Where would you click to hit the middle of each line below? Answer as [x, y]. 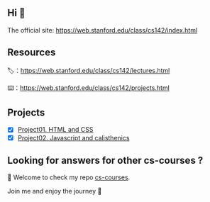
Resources [32, 53]
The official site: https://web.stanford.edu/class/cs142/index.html [103, 30]
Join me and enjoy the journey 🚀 [55, 191]
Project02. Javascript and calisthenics [73, 138]
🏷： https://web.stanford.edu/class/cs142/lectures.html [89, 70]
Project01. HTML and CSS [55, 130]
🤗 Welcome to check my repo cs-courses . [69, 177]
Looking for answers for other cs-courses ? [105, 160]
